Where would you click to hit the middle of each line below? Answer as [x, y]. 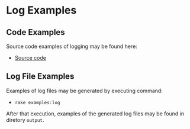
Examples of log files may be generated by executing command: [84, 91]
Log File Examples [40, 77]
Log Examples [41, 10]
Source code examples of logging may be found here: [72, 46]
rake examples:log [37, 102]
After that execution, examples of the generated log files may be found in [95, 114]
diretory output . [25, 120]
